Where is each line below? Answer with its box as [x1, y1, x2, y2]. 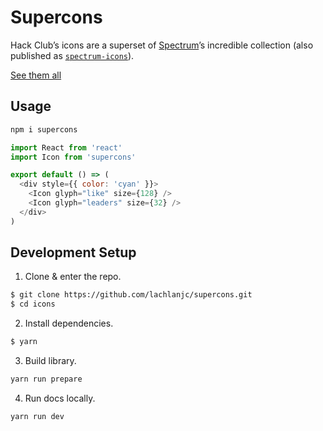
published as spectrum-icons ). [10, 49, 135, 61]
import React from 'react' [10, 142, 123, 153]
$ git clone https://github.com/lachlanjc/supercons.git [10, 290, 253, 300]
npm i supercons [10, 124, 78, 135]
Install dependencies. [24, 317, 114, 330]
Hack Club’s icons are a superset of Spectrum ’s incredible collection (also [10, 39, 314, 51]
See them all [10, 69, 62, 81]
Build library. [24, 355, 77, 367]
